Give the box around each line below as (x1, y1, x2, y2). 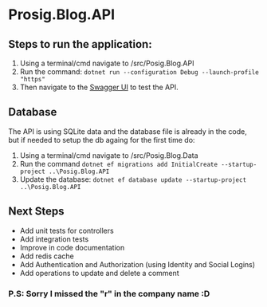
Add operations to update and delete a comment (19, 268, 179, 277)
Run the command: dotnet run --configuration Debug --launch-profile (19, 67, 259, 77)
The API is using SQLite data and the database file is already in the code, (8, 126, 247, 136)
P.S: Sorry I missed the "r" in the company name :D (8, 288, 210, 299)
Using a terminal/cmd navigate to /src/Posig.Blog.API (19, 58, 194, 68)
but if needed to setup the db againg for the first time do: (8, 135, 195, 144)
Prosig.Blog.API (8, 6, 116, 24)
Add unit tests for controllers (19, 226, 114, 235)
